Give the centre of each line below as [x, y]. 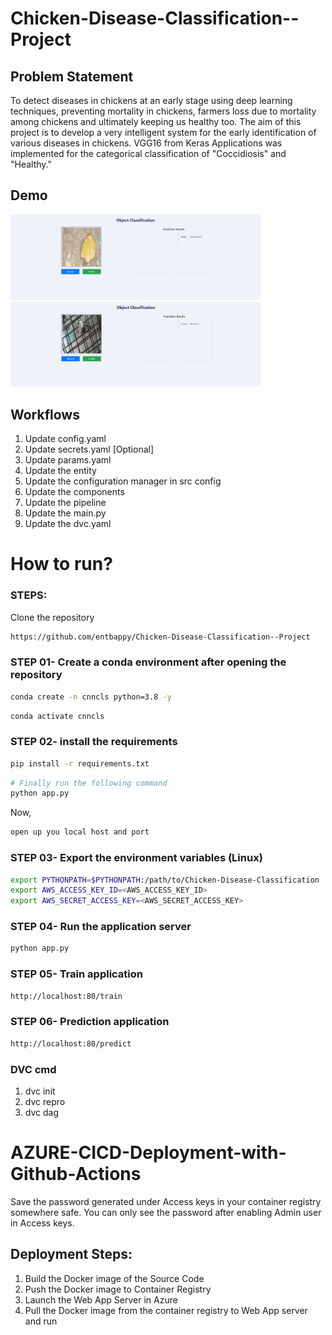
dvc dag [41, 1112]
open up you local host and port [80, 832]
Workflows [45, 414]
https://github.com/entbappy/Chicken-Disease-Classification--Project [160, 637]
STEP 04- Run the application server [101, 927]
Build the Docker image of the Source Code [114, 1278]
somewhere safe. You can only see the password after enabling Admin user [166, 1212]
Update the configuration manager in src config [123, 481]
